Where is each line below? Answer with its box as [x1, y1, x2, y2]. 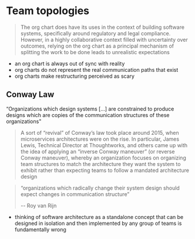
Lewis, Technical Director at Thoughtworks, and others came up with [20, 141, 188, 148]
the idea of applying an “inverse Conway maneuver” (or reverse [20, 148, 175, 155]
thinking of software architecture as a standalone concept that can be [14, 213, 184, 220]
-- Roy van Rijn [20, 202, 57, 209]
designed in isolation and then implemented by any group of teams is [14, 220, 182, 227]
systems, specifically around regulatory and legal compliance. [20, 29, 171, 36]
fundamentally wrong [14, 225, 66, 233]
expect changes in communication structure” [20, 190, 130, 198]
